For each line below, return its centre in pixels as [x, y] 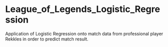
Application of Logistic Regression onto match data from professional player [84, 33]
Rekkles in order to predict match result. [47, 39]
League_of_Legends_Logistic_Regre [83, 9]
